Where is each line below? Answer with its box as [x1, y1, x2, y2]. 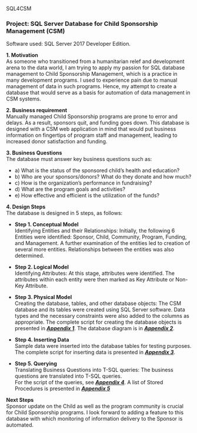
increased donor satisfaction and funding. [6, 138, 108, 145]
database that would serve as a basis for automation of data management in [6, 89, 191, 96]
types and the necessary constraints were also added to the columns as [14, 313, 189, 320]
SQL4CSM [6, 5, 32, 12]
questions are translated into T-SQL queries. [14, 372, 122, 380]
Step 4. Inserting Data [14, 336, 69, 343]
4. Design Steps [6, 203, 46, 210]
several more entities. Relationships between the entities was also [14, 246, 175, 253]
